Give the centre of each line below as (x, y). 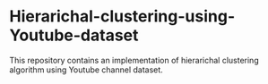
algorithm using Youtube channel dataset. (86, 70)
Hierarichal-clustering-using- (122, 17)
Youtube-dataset (74, 35)
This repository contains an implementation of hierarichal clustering (134, 60)
